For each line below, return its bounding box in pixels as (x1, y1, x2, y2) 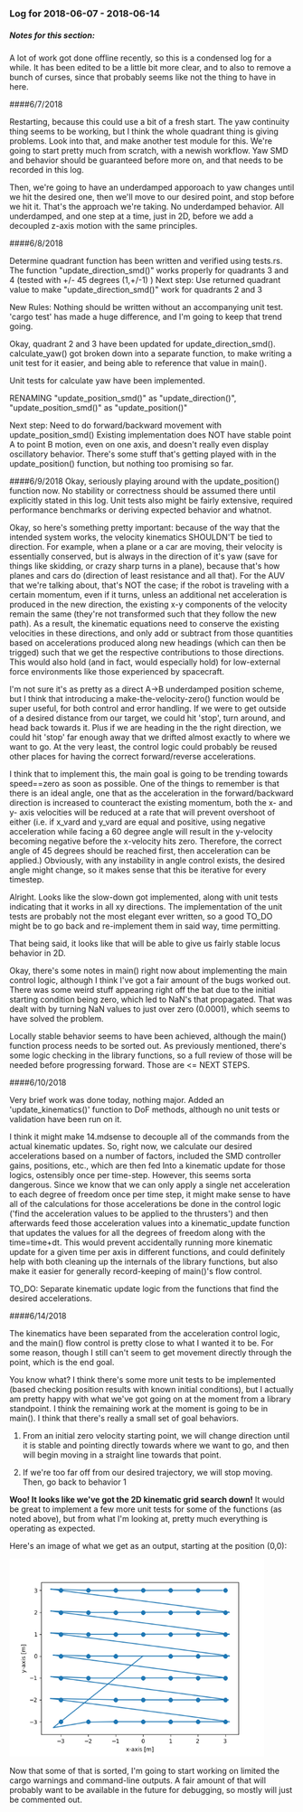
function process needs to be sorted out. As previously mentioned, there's (9, 1040, 287, 1051)
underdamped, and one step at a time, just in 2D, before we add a (9, 211, 254, 222)
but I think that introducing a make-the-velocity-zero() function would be (9, 693, 280, 703)
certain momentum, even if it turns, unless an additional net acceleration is (9, 589, 288, 599)
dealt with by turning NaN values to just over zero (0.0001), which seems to (9, 1003, 290, 1015)
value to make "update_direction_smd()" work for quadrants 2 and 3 (9, 284, 262, 295)
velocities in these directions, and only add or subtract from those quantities (9, 628, 294, 638)
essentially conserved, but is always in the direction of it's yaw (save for (9, 551, 279, 562)
